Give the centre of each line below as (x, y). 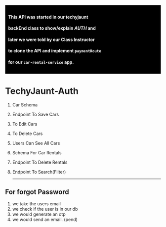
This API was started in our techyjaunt (48, 17)
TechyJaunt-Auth (42, 91)
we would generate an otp (39, 214)
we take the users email (36, 204)
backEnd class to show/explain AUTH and (52, 28)
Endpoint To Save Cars (36, 114)
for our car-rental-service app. (41, 62)
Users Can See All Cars (36, 143)
